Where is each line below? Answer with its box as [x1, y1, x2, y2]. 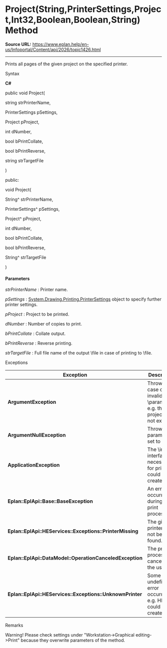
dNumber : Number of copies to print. [5, 321, 82, 327]
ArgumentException [7, 398, 56, 405]
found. [147, 537, 163, 544]
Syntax [5, 70, 20, 76]
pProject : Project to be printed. [5, 311, 70, 318]
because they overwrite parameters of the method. [20, 638, 125, 644]
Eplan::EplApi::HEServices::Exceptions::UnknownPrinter [7, 591, 143, 598]
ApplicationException [7, 462, 60, 469]
